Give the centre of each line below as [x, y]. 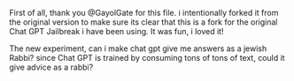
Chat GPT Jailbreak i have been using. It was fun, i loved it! [116, 31]
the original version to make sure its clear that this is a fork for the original [143, 22]
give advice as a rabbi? [51, 67]
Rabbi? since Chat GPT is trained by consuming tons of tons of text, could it [147, 58]
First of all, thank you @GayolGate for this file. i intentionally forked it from [144, 13]
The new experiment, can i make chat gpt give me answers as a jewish [138, 48]
